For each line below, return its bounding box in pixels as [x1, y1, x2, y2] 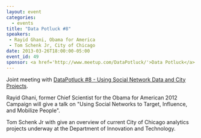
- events [11, 20, 34, 26]
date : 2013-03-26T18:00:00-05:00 [6, 48, 90, 54]
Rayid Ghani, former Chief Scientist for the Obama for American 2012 [6, 94, 178, 101]
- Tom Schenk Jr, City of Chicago [8, 43, 96, 49]
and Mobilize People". [6, 107, 60, 114]
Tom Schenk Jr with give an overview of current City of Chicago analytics [6, 118, 190, 125]
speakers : [6, 31, 31, 37]
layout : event [6, 8, 42, 15]
